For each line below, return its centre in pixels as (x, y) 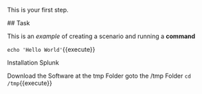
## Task (19, 23)
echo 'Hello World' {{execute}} (51, 49)
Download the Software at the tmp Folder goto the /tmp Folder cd (99, 76)
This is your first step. (38, 10)
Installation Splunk (33, 63)
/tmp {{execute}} (30, 83)
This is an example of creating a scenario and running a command (101, 36)
